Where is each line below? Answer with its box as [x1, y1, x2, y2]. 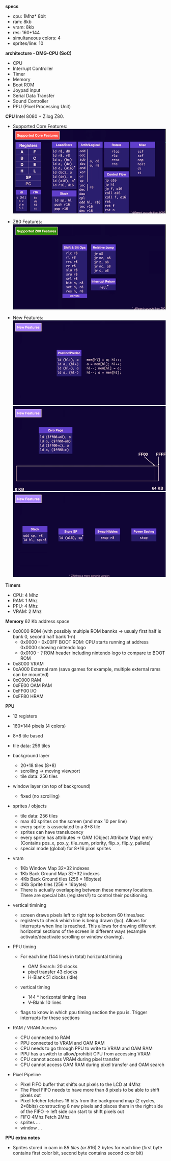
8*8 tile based [12, 733, 43, 739]
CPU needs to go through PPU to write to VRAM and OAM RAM [20, 1045, 153, 1052]
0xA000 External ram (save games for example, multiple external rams [12, 666, 161, 672]
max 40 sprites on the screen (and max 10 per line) [20, 818, 127, 825]
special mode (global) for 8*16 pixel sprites [20, 846, 111, 852]
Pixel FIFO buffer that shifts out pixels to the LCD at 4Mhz [20, 1081, 141, 1088]
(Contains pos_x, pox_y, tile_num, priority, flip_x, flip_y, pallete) [20, 840, 151, 846]
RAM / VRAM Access [12, 1025, 57, 1031]
